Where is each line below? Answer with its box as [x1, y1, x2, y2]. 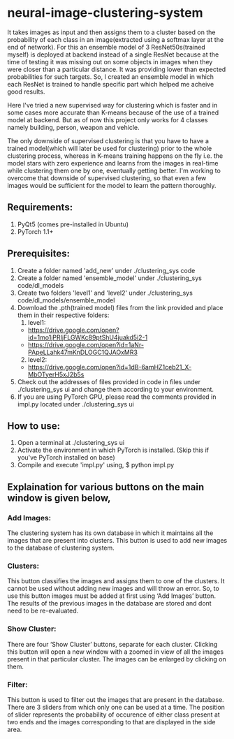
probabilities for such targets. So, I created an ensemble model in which [7, 72, 214, 81]
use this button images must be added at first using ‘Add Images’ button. [7, 592, 217, 600]
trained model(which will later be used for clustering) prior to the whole [7, 144, 212, 152]
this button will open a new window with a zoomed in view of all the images [7, 647, 224, 656]
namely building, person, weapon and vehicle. [7, 123, 140, 131]
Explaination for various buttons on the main [7, 481, 205, 493]
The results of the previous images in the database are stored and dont [7, 599, 212, 608]
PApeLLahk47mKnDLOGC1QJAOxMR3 [27, 348, 138, 356]
